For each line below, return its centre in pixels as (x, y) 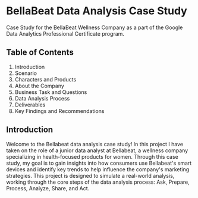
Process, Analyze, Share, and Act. (48, 188)
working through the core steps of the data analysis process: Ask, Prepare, (98, 182)
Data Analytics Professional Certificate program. (65, 33)
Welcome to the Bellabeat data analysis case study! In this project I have (95, 144)
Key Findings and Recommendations (59, 111)
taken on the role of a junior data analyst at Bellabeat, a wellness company (97, 150)
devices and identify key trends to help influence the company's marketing (98, 169)
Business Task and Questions (51, 92)
